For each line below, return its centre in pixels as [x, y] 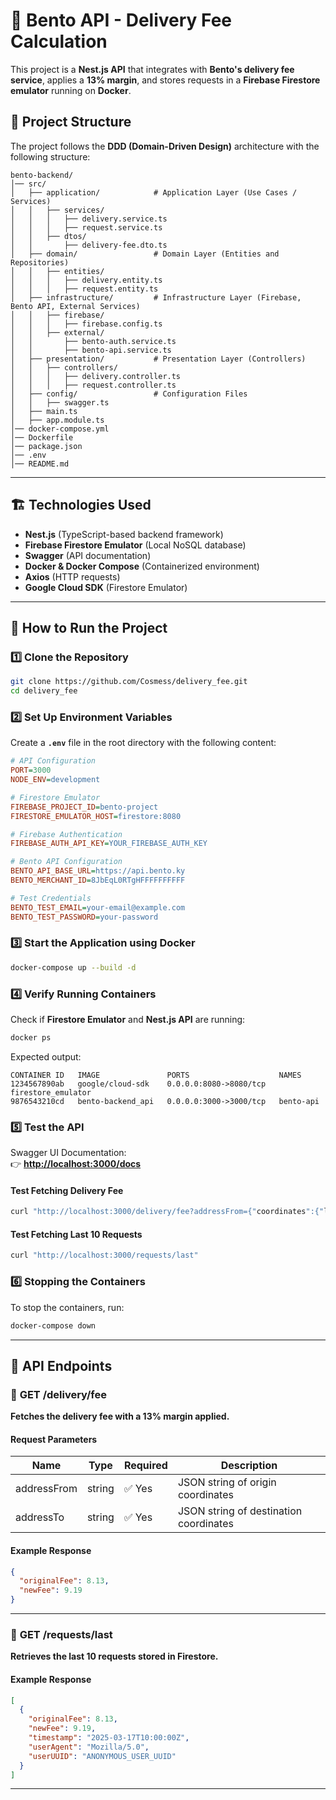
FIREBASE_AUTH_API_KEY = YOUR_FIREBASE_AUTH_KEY [109, 844]
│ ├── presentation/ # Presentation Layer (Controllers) [158, 359]
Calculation [59, 41]
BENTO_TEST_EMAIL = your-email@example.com [98, 907]
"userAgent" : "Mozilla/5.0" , [89, 1747]
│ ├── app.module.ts [57, 420]
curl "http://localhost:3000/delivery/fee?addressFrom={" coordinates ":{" [167, 1212]
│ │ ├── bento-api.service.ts [91, 350]
